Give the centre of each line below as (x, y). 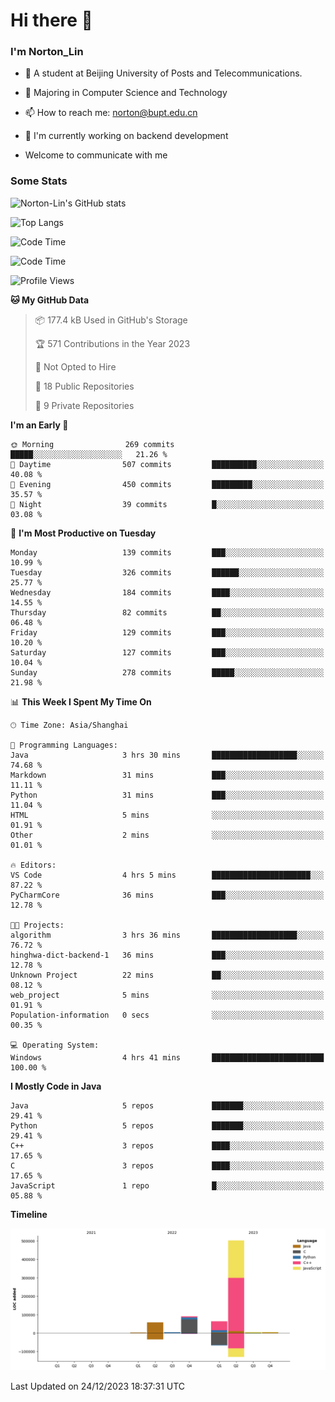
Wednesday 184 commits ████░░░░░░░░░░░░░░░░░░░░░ (167, 592)
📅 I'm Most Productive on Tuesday (83, 533)
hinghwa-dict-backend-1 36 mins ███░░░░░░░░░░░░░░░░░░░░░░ (167, 955)
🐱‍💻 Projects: (37, 925)
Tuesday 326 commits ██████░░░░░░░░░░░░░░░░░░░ (167, 572)
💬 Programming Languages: (64, 745)
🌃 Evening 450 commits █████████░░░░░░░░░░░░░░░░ (167, 484)
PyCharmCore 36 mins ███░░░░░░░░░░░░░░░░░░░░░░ (167, 895)
